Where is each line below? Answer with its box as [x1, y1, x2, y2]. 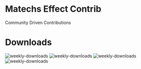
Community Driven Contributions [5, 20, 71, 25]
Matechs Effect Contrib [5, 3, 101, 15]
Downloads [5, 37, 52, 48]
